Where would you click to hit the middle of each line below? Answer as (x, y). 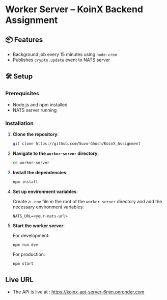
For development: (31, 235)
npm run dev (25, 245)
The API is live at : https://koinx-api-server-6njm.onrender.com (78, 292)
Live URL (20, 279)
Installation (20, 123)
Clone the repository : (36, 134)
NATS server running (35, 110)
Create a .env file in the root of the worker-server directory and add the (87, 201)
